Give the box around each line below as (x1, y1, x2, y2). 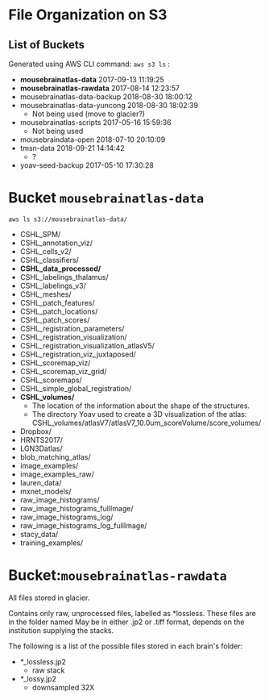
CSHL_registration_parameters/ (19, 323, 125, 333)
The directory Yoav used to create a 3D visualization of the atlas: (31, 409, 247, 419)
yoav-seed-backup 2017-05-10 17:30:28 (19, 160, 155, 170)
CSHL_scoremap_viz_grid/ (19, 366, 107, 376)
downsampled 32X (31, 682, 95, 692)
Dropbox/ (19, 426, 52, 436)
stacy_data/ (19, 529, 59, 539)
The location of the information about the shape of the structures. (31, 401, 250, 410)
